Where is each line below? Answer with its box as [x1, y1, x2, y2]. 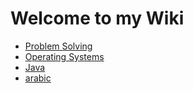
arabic [24, 72, 52, 84]
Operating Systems [24, 50, 105, 62]
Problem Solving [24, 40, 93, 52]
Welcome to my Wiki [10, 7, 185, 30]
